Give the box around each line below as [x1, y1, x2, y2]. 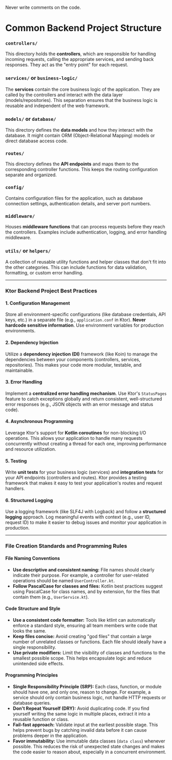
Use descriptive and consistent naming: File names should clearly [12, 566, 155, 573]
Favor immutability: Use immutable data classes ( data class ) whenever [12, 737, 165, 744]
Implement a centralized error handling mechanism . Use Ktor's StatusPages [5, 390, 167, 396]
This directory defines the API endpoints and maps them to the [5, 161, 139, 167]
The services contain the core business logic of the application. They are [5, 86, 160, 92]
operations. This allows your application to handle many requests [5, 435, 143, 441]
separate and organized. [5, 172, 57, 178]
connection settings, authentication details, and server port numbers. [5, 200, 152, 206]
